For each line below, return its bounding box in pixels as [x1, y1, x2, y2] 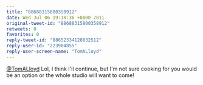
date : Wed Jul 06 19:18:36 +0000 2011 [6, 15, 105, 21]
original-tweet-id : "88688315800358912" [6, 20, 111, 26]
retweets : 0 [6, 25, 36, 32]
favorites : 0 [6, 32, 40, 38]
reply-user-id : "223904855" [6, 43, 78, 49]
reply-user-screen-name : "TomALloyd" [6, 49, 102, 55]
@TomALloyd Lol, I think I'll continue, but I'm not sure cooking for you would [6, 65, 198, 72]
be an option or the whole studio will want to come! [6, 71, 135, 79]
